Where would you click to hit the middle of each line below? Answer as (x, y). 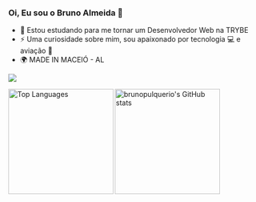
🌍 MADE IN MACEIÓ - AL (62, 60)
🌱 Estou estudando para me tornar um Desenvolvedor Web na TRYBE (134, 30)
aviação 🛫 (36, 50)
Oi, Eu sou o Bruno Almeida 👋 (66, 13)
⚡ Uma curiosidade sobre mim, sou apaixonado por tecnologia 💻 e (130, 39)
